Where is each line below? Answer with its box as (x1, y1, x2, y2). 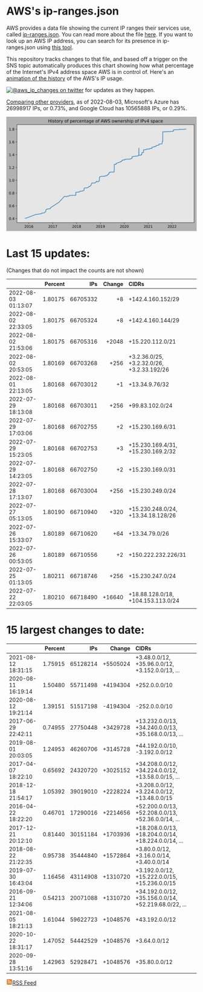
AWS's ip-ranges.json (6, 4, 120, 18)
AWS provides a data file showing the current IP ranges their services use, (6, 24, 192, 32)
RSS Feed (12, 979, 37, 986)
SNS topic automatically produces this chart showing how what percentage (6, 62, 194, 69)
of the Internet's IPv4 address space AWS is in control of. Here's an (6, 68, 174, 75)
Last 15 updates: (6, 247, 91, 261)
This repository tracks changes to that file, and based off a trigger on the (6, 55, 188, 62)
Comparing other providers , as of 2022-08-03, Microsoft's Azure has (6, 98, 179, 105)
